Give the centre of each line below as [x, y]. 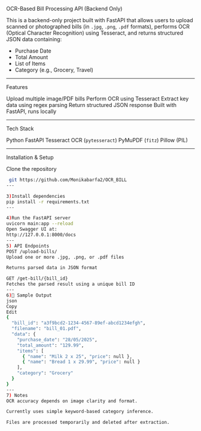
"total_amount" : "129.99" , [51, 345]
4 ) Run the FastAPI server [38, 218]
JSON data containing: [34, 39]
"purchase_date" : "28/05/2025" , [57, 340]
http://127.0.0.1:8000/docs [41, 235]
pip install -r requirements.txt [48, 202]
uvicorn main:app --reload [40, 224]
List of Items [30, 63]
